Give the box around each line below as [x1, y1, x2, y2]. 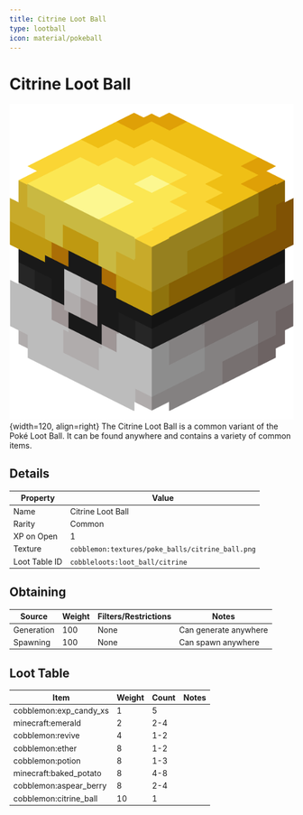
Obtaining [9, 585, 67, 600]
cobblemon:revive [13, 730, 80, 741]
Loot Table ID [13, 556, 63, 567]
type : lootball [9, 23, 67, 33]
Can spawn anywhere [179, 636, 260, 647]
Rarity [13, 518, 36, 529]
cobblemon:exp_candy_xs [13, 705, 110, 716]
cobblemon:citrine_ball [13, 792, 98, 803]
